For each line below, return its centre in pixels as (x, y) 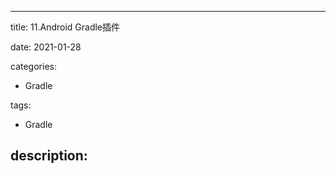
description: (49, 156)
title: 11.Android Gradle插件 (65, 27)
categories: (33, 66)
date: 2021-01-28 (46, 47)
